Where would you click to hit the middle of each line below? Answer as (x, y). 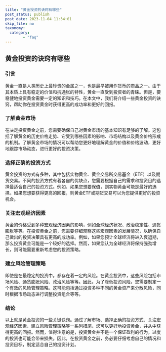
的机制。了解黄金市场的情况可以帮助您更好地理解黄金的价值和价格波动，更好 (83, 142)
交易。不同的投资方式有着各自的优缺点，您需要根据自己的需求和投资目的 (83, 181)
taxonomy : (15, 28)
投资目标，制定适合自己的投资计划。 (42, 345)
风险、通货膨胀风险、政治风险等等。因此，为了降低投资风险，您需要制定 (83, 281)
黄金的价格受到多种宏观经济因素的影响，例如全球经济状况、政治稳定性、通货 (83, 225)
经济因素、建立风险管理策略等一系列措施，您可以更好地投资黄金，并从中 (83, 326)
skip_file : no (20, 24)
